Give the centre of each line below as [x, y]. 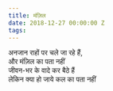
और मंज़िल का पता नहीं [37, 62]
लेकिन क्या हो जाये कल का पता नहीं [52, 79]
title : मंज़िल [27, 15]
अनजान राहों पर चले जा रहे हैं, [46, 53]
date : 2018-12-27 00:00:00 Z [56, 23]
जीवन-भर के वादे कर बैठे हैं [42, 70]
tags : [17, 30]
